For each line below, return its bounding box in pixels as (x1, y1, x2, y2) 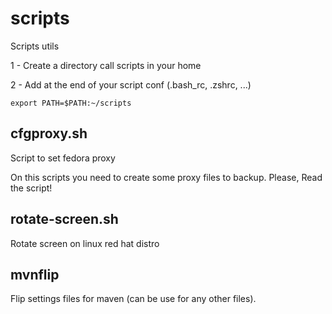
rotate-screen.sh (10, 211, 119, 228)
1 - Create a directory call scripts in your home (10, 59, 202, 71)
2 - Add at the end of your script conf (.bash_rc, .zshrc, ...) (10, 78, 252, 91)
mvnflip (10, 266, 60, 283)
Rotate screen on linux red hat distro (10, 237, 160, 249)
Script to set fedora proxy (10, 152, 116, 164)
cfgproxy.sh (10, 125, 88, 142)
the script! (10, 182, 53, 194)
